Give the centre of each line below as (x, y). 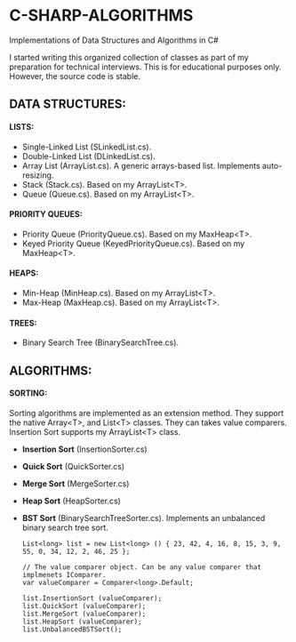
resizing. (38, 175)
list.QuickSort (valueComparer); (84, 606)
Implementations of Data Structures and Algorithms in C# (114, 40)
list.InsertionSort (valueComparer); (92, 598)
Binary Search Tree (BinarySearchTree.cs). (100, 342)
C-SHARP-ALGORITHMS (101, 16)
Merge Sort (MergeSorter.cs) (76, 483)
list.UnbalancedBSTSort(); (72, 629)
